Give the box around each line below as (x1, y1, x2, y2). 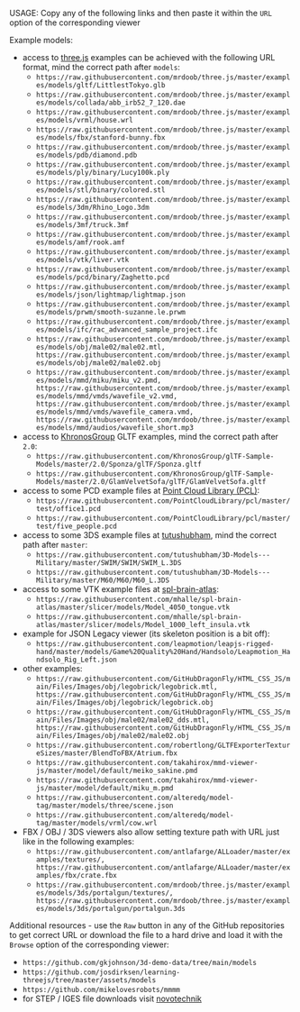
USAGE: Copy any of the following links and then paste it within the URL (9, 8, 273, 18)
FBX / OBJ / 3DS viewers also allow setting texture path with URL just (22, 826, 280, 837)
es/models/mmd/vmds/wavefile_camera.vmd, (35, 407, 194, 416)
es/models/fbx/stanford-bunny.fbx (35, 133, 166, 142)
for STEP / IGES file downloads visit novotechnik (22, 993, 203, 1004)
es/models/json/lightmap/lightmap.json (35, 290, 186, 299)
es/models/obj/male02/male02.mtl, (35, 342, 166, 351)
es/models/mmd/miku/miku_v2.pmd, (35, 376, 162, 385)
